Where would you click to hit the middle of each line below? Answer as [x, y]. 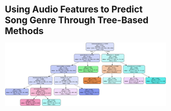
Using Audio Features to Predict [74, 9]
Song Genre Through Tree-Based [77, 20]
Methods [24, 31]
